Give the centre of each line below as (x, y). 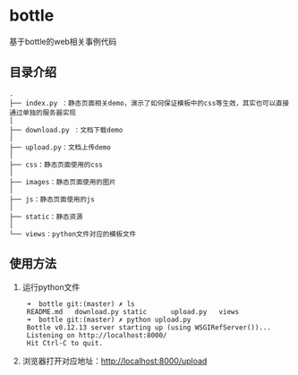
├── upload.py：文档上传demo (60, 147)
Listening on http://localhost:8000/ (97, 335)
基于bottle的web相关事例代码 (63, 41)
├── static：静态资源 (46, 217)
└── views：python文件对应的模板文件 (73, 234)
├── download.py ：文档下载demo (66, 130)
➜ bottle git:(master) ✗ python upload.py (109, 320)
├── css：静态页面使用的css (56, 165)
